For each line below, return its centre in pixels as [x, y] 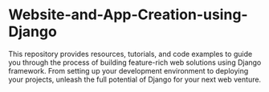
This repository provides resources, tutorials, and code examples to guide [130, 54]
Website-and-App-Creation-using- [128, 15]
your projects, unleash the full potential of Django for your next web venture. [135, 79]
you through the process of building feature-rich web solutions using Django [135, 62]
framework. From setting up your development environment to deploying [128, 70]
